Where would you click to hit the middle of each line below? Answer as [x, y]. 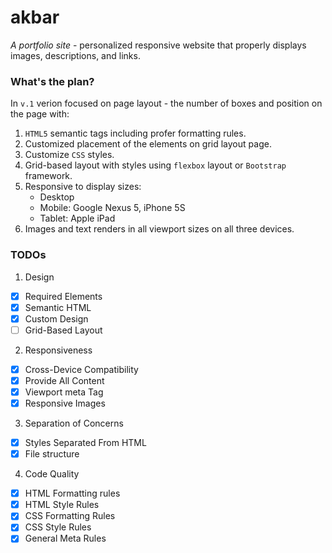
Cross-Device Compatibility [81, 369]
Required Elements [63, 296]
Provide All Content [64, 380]
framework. [48, 176]
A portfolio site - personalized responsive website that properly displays [158, 45]
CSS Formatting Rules [70, 516]
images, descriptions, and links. [75, 55]
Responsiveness [58, 350]
